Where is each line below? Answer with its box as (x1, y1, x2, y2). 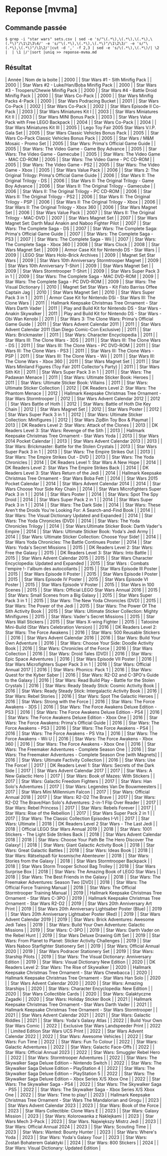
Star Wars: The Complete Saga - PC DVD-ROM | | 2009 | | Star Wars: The (5, 279, 156, 285)
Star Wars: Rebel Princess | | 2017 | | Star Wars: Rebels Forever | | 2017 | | (5, 804, 156, 811)
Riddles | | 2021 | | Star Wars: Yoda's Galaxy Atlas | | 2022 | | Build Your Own (5, 1017, 163, 1023)
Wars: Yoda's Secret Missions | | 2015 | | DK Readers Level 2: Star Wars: (5, 544, 154, 550)
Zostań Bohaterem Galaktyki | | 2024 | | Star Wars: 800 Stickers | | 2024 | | (5, 1139, 159, 1145)
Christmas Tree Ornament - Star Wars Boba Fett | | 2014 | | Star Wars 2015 (5, 475, 158, 481)
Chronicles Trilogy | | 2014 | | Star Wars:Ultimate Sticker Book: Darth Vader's (5, 523, 163, 529)
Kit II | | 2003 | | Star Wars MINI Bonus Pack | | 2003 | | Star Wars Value (5, 114, 152, 120)
